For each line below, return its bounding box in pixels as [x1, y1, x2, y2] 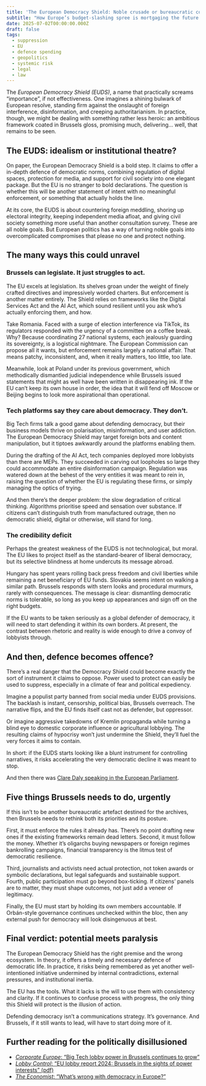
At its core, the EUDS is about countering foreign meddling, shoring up [6, 206, 185, 214]
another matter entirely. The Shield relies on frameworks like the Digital [6, 295, 186, 302]
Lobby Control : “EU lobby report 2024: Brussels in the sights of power [15, 1060, 193, 1067]
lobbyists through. [6, 634, 52, 641]
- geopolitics [12, 55, 48, 61]
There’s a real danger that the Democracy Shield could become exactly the [6, 668, 195, 676]
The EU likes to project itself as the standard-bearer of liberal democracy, [6, 552, 192, 559]
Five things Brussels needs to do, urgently [6, 792, 171, 803]
